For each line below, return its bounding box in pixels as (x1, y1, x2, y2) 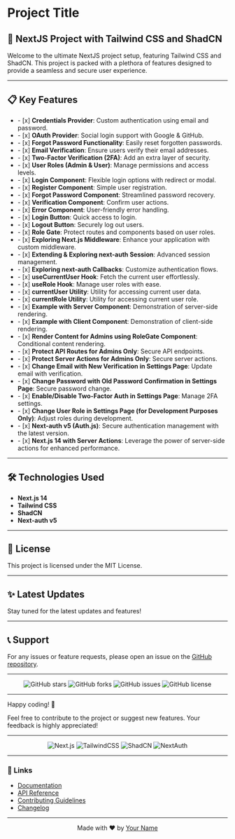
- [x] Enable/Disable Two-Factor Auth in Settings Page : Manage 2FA (17, 391, 218, 400)
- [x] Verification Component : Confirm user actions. (17, 198, 169, 206)
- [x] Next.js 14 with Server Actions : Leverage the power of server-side (17, 436, 225, 444)
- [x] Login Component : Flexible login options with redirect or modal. (17, 175, 217, 184)
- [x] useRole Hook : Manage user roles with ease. (17, 280, 162, 288)
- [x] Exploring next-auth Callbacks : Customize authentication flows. (17, 265, 218, 273)
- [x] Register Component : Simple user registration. (17, 183, 167, 191)
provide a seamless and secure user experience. (7, 67, 148, 74)
